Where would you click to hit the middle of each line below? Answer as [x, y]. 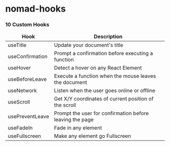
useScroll [19, 102]
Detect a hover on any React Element [98, 68]
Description [108, 37]
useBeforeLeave [27, 79]
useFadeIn [20, 128]
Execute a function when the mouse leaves [105, 76]
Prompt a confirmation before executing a [103, 54]
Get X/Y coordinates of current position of [104, 99]
